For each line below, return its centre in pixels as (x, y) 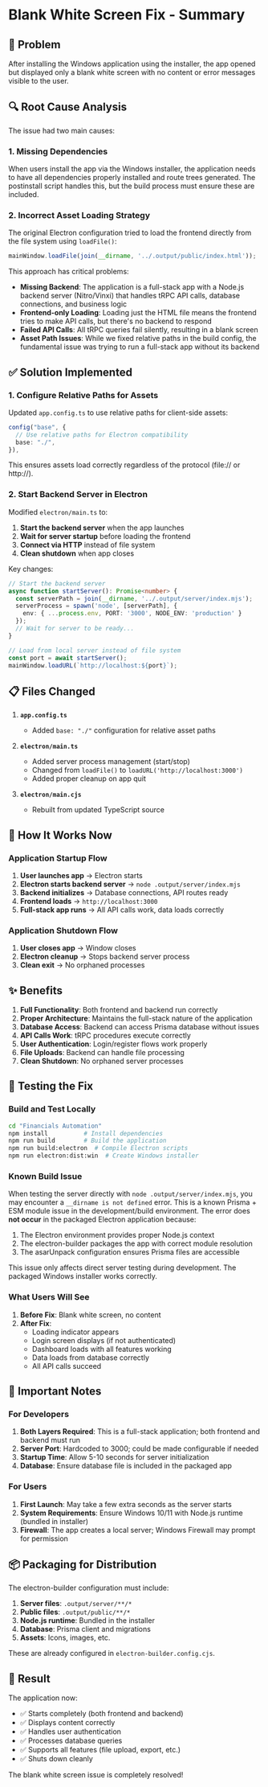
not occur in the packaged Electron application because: (102, 1219)
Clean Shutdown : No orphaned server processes (102, 1061)
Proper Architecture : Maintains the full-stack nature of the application (136, 1018)
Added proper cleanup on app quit (89, 778)
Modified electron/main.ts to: (58, 511)
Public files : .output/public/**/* (75, 1612)
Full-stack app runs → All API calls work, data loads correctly (122, 910)
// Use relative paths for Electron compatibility (102, 435)
